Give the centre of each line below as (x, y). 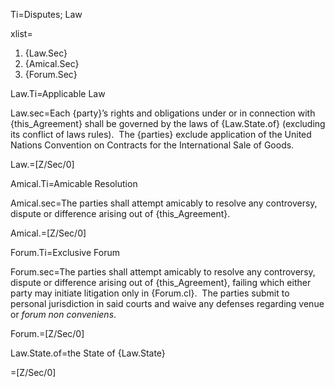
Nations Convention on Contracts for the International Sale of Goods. (152, 145)
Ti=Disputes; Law (46, 14)
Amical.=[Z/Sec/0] (48, 233)
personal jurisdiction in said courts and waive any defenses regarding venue (167, 303)
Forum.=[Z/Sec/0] (47, 333)
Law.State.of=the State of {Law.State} (88, 353)
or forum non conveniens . (63, 314)
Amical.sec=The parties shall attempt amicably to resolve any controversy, (164, 203)
